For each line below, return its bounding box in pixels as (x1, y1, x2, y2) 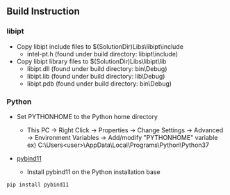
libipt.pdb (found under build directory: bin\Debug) (26, 79, 172, 88)
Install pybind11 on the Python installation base (26, 167, 161, 176)
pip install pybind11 (6, 181, 69, 188)
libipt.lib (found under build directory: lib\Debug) (26, 72, 165, 80)
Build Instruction (6, 6, 81, 17)
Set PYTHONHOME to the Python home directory (16, 112, 158, 120)
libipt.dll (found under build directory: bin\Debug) (26, 64, 167, 72)
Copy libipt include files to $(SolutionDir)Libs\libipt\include (16, 42, 183, 51)
